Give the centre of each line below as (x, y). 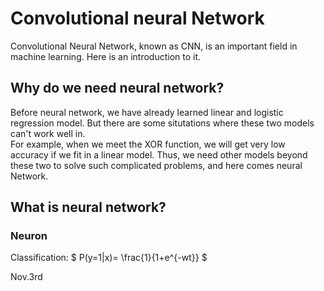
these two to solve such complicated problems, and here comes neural (156, 165)
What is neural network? (88, 207)
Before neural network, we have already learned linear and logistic (147, 112)
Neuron (29, 236)
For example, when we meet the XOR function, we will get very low (148, 144)
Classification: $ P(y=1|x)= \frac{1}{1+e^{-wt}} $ (109, 258)
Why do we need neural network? (117, 88)
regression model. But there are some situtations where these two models (162, 123)
